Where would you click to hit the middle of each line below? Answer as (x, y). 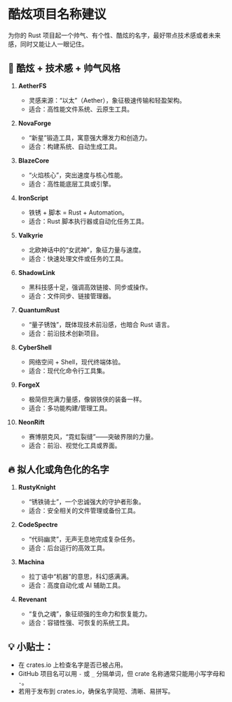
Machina (31, 562)
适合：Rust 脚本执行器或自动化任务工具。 (88, 221)
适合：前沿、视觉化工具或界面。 (75, 445)
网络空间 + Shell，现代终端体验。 (76, 362)
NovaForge (35, 123)
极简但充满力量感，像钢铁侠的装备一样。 (87, 399)
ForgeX (29, 385)
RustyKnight (37, 487)
